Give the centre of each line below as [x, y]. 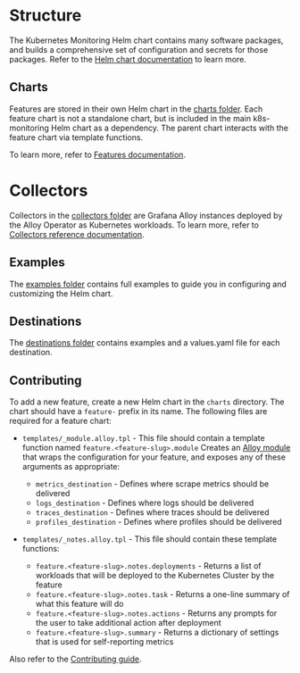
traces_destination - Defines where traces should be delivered [152, 512]
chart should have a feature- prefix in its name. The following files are [138, 411]
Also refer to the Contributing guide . [75, 659]
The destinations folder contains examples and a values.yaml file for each [145, 343]
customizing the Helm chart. [61, 293]
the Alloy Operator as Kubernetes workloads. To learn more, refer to [134, 225]
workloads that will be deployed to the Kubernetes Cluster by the [155, 576]
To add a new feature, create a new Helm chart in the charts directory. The [147, 402]
